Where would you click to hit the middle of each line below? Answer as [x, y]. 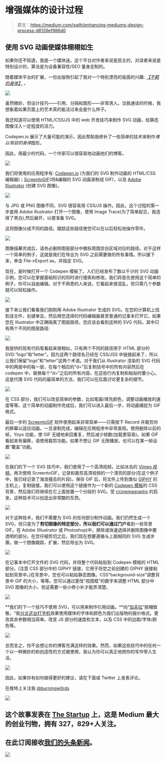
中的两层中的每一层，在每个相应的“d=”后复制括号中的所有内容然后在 [75, 367]
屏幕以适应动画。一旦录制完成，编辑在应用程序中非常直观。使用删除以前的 [85, 428]
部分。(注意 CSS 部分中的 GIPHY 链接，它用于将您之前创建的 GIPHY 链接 [79, 568]
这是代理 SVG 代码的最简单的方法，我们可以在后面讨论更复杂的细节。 [76, 379]
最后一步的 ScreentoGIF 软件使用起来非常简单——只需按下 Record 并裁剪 [80, 422]
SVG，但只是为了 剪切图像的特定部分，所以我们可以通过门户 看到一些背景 [79, 524]
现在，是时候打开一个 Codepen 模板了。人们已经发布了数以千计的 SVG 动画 [82, 271]
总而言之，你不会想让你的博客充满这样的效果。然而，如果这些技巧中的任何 [81, 645]
